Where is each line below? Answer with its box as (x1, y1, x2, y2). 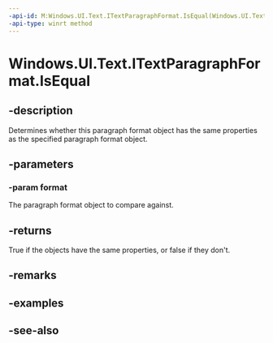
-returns (8, 224, 52, 238)
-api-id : (8, 11, 38, 20)
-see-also (8, 324, 59, 337)
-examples (8, 296, 64, 310)
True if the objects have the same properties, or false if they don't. (8, 245, 230, 255)
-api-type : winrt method (8, 19, 93, 28)
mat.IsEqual (8, 71, 91, 90)
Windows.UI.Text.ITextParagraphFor (8, 54, 261, 73)
